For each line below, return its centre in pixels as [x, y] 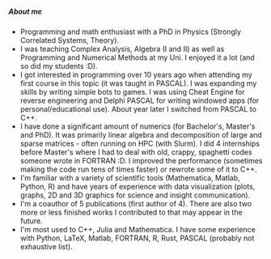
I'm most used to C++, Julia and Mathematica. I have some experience [138, 229]
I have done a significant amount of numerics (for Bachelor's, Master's [138, 126]
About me [25, 11]
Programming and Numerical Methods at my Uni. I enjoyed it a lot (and [137, 57]
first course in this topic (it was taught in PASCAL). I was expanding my [138, 83]
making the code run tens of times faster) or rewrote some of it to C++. [138, 169]
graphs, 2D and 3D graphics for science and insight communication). [135, 195]
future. [31, 221]
